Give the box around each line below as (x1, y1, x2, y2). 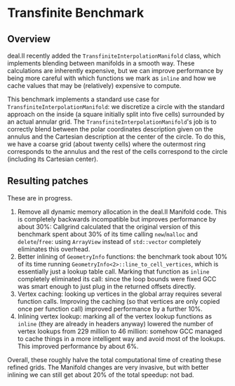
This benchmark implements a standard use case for (7, 95, 160, 103)
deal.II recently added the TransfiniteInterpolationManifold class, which (7, 51, 221, 60)
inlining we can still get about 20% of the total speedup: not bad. (7, 371, 194, 379)
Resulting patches (7, 175, 89, 187)
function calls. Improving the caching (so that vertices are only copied (17, 297, 220, 305)
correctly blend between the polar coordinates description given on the (7, 125, 213, 133)
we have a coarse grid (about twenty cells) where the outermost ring (7, 140, 206, 148)
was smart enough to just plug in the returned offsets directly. (17, 282, 196, 290)
